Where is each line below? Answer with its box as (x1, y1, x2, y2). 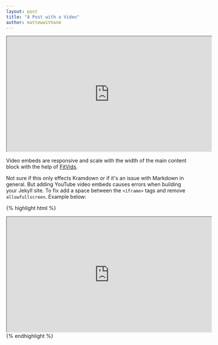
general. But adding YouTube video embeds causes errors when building (6, 181, 181, 188)
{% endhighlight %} (6, 333, 54, 340)
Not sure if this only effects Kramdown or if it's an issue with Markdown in (6, 175, 184, 182)
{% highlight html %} (6, 205, 57, 212)
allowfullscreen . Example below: (6, 194, 86, 201)
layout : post (6, 8, 38, 15)
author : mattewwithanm (6, 19, 61, 25)
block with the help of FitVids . (6, 163, 78, 170)
